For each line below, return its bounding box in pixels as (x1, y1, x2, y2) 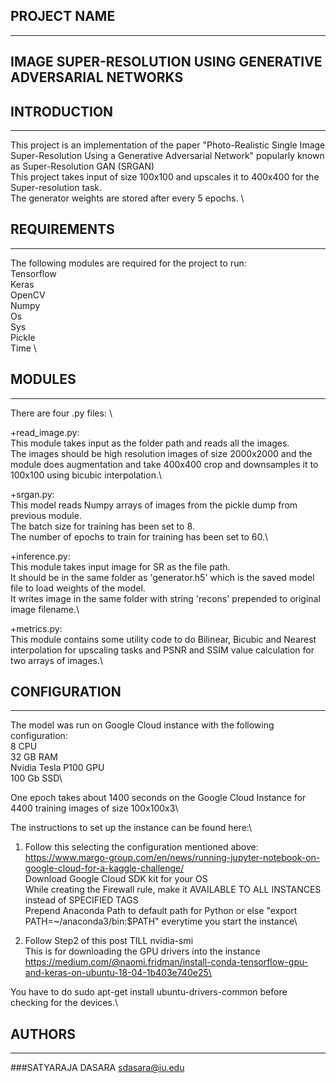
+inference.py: (10, 550, 71, 562)
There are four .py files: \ (10, 407, 113, 419)
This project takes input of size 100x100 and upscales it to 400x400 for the (10, 171, 320, 183)
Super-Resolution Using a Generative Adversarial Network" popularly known (10, 150, 325, 162)
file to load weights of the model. (10, 582, 146, 594)
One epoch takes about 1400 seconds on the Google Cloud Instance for (10, 792, 307, 804)
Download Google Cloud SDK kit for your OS (24, 873, 208, 885)
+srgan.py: (10, 488, 55, 500)
